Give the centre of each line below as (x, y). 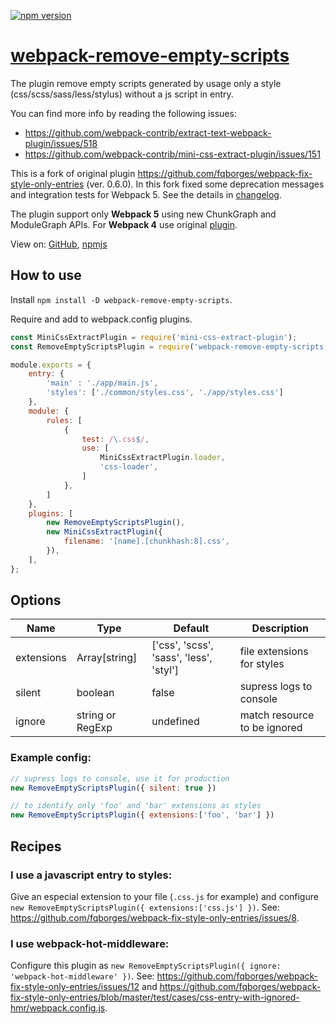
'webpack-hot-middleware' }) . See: (82, 976)
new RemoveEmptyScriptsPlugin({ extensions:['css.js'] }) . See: (145, 907)
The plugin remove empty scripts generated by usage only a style (146, 83)
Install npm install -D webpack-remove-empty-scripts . (121, 299)
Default (191, 628)
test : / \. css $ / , (115, 439)
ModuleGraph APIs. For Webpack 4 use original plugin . (124, 224)
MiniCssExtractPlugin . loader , (162, 458)
